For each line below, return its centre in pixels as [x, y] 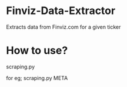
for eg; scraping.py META [37, 78]
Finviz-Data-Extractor [61, 11]
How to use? [37, 51]
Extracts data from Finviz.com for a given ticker [63, 27]
